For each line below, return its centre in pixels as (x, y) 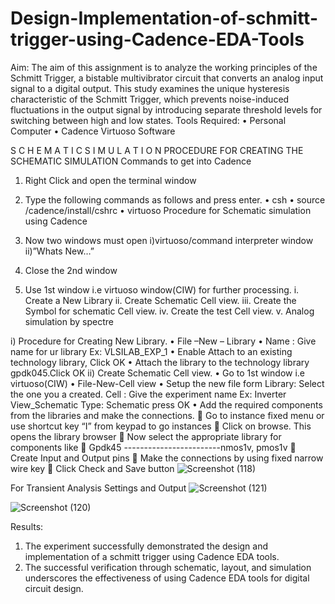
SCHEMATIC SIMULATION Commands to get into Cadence (131, 161)
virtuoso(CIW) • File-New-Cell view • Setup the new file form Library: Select (167, 383)
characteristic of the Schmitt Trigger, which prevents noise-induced (150, 99)
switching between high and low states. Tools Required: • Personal (148, 120)
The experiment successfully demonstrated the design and (146, 546)
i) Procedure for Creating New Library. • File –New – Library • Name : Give (163, 341)
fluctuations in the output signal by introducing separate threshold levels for (166, 109)
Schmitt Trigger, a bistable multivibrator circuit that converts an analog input (167, 78)
